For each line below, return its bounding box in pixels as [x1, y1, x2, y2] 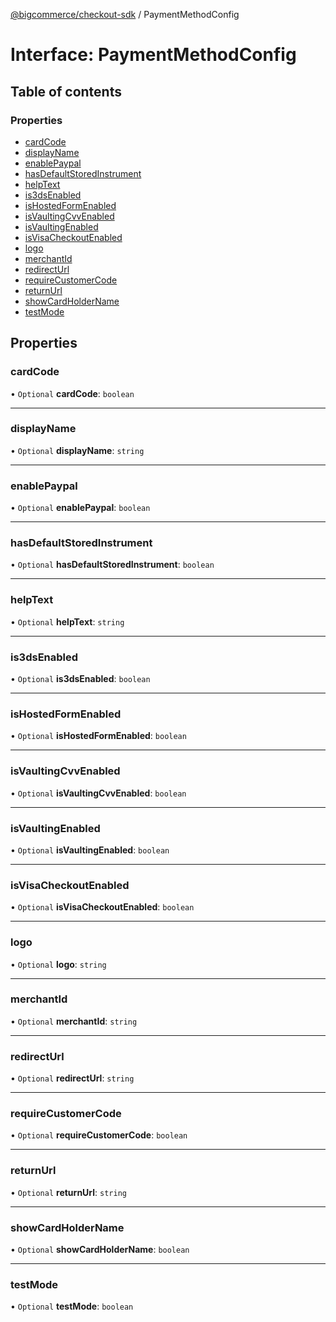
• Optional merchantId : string [10, 1015, 138, 1027]
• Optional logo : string [10, 958, 107, 970]
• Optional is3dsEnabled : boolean [10, 673, 151, 685]
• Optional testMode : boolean [10, 1300, 134, 1313]
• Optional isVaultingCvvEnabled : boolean [10, 787, 187, 799]
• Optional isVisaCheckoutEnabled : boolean [10, 901, 195, 913]
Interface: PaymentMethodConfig [10, 44, 297, 66]
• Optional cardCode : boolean [10, 387, 135, 399]
